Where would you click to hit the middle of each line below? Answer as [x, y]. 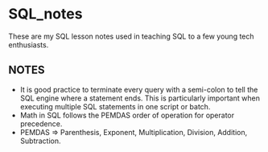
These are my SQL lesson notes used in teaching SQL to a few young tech [132, 36]
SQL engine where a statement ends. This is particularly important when [140, 98]
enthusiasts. [29, 44]
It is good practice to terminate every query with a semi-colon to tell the [139, 89]
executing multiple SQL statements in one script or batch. [115, 106]
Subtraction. [41, 141]
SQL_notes [45, 14]
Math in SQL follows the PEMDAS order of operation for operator [127, 115]
